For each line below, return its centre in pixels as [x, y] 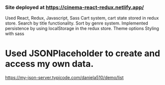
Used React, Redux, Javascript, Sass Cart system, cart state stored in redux [82, 18]
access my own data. [49, 64]
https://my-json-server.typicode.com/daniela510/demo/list [65, 78]
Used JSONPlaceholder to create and [83, 54]
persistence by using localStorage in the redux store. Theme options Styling [82, 28]
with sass [15, 34]
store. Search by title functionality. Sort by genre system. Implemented [77, 23]
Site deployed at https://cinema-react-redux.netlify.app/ [75, 7]
